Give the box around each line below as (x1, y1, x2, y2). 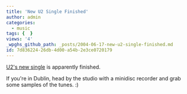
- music (11, 25, 31, 31)
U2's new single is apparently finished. (6, 63, 101, 70)
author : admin (6, 14, 41, 20)
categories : (6, 20, 36, 25)
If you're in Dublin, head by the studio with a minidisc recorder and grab (6, 74, 182, 82)
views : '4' (6, 36, 33, 42)
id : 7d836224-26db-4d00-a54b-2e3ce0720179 (6, 47, 112, 53)
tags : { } (6, 31, 33, 37)
